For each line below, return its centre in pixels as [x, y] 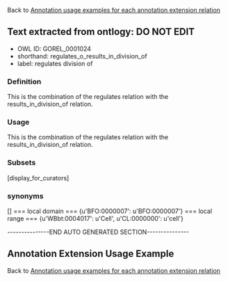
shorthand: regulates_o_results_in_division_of [82, 56]
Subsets [22, 163]
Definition [24, 81]
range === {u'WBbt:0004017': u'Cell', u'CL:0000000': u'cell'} [96, 218]
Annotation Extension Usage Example [91, 254]
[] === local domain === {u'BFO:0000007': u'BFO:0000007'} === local [110, 211]
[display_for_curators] [38, 178]
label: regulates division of [55, 63]
